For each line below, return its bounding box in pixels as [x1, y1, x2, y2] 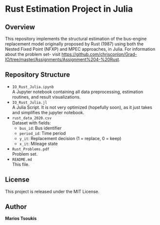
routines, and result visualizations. [12, 94, 81, 100]
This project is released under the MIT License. [5, 188, 100, 194]
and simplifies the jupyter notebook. [12, 109, 85, 115]
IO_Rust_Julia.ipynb [12, 84, 54, 89]
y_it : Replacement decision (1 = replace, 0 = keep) [19, 135, 122, 141]
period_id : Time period [19, 130, 66, 136]
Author [5, 203, 27, 211]
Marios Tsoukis [5, 216, 37, 222]
